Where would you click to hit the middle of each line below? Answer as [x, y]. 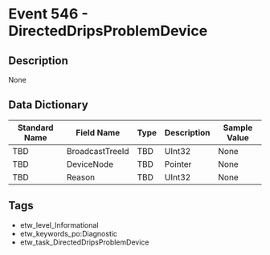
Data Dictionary [48, 105]
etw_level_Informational [59, 225]
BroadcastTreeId [98, 151]
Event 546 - [48, 14]
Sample [238, 127]
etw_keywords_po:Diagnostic [69, 233]
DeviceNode [90, 164]
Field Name [98, 132]
